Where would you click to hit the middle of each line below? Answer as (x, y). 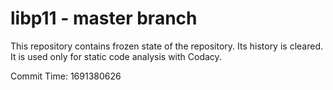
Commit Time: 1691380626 (66, 76)
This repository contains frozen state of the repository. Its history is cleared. (166, 46)
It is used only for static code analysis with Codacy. (116, 56)
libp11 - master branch (104, 18)
